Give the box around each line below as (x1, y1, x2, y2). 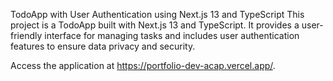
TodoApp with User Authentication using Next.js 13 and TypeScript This (10, 9, 305, 20)
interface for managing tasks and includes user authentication (44, 30, 300, 41)
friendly (10, 30, 43, 41)
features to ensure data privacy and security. (10, 40, 196, 52)
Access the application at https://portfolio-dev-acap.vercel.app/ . (10, 60, 276, 71)
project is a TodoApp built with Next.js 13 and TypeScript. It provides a (10, 19, 300, 31)
